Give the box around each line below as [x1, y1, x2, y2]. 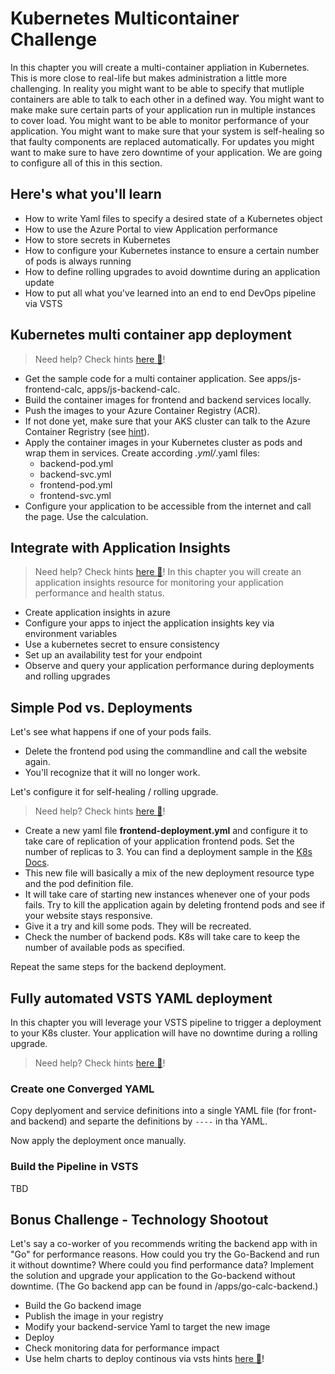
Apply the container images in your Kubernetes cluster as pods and [24, 436, 303, 448]
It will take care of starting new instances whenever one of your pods [24, 888, 311, 901]
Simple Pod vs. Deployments [10, 699, 193, 716]
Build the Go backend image [24, 1300, 142, 1312]
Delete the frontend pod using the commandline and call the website [24, 745, 308, 757]
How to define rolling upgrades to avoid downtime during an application [24, 265, 321, 277]
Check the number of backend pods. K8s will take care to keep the [24, 931, 301, 943]
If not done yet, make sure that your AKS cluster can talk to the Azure [24, 415, 311, 427]
